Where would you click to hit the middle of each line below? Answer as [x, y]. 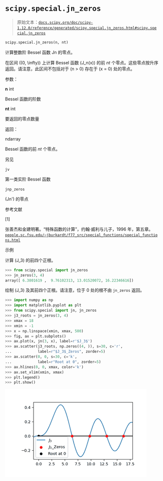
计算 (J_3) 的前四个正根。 [30, 260]
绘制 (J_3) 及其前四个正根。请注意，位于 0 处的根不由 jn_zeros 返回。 [75, 290]
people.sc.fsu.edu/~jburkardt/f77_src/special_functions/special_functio [81, 235]
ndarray [13, 139]
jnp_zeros [15, 189]
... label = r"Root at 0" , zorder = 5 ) [53, 362]
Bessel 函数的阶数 [23, 99]
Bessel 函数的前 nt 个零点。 [33, 149]
